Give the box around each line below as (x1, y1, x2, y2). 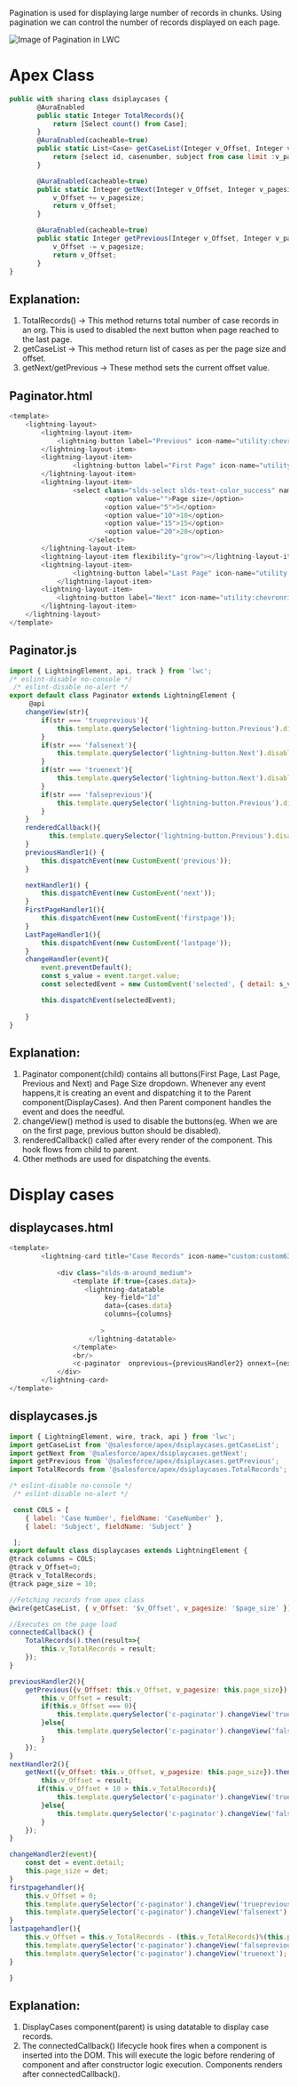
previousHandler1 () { (25, 848, 105, 856)
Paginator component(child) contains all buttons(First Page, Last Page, (21, 1069, 281, 1079)
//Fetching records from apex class (9, 1595, 145, 1605)
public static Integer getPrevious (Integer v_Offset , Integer (36, 235, 272, 243)
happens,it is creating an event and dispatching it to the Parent (21, 1087, 251, 1098)
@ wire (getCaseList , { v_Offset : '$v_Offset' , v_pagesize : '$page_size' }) (9, 1604, 292, 1613)
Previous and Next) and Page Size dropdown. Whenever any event (21, 1079, 266, 1089)
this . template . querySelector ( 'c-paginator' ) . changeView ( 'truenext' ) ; (25, 1949, 288, 1958)
